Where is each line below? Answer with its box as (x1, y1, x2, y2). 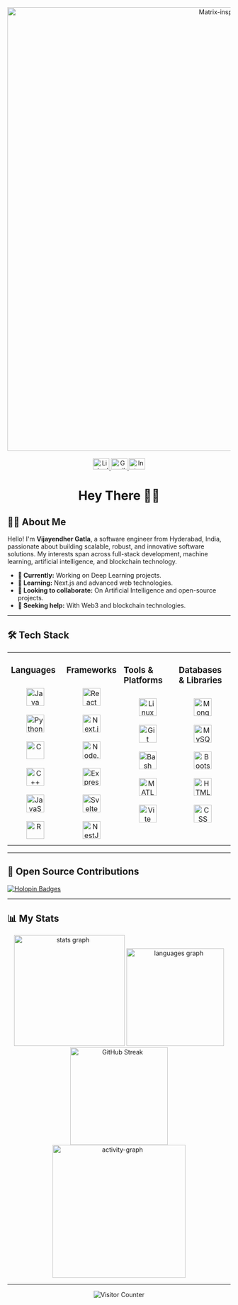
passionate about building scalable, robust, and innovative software (7, 542, 205, 551)
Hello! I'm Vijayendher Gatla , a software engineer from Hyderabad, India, (7, 535, 222, 543)
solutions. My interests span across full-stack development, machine (7, 550, 209, 558)
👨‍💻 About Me (7, 516, 67, 528)
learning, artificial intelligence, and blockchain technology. (7, 557, 177, 566)
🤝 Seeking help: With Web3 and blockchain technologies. (17, 601, 186, 610)
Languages (11, 665, 56, 676)
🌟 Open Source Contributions (7, 866, 140, 878)
